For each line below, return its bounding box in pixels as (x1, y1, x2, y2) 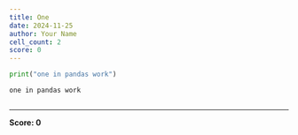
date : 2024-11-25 (9, 21, 74, 30)
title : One (9, 12, 50, 22)
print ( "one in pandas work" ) (9, 70, 117, 79)
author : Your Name (9, 29, 77, 38)
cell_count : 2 (9, 37, 62, 47)
